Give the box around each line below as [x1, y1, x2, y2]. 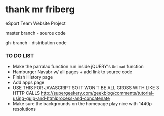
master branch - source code [5, 30, 66, 36]
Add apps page [12, 79, 45, 86]
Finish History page [12, 74, 53, 80]
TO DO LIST [5, 52, 34, 59]
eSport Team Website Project [5, 20, 66, 26]
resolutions [12, 106, 36, 112]
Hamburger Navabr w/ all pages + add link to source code [12, 69, 133, 75]
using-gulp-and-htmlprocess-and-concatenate [12, 95, 110, 101]
